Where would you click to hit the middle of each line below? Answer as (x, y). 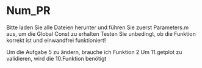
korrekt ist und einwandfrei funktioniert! (56, 40)
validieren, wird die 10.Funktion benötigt (56, 58)
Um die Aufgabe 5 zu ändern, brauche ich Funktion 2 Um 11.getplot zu (94, 52)
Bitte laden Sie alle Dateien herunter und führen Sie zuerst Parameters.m (98, 27)
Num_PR (28, 11)
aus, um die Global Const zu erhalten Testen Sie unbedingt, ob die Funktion (101, 33)
